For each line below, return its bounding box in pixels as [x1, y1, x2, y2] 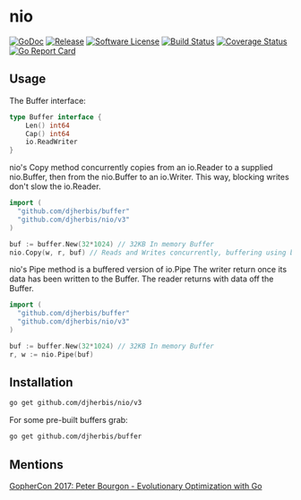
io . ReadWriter [25, 137, 78, 147]
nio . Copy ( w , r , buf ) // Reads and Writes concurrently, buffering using [9, 248, 287, 257]
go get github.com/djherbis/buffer [9, 432, 142, 441]
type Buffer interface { [9, 112, 102, 122]
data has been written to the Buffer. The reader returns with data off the [9, 273, 274, 284]
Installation [9, 375, 73, 391]
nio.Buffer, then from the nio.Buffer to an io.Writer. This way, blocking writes [9, 172, 289, 183]
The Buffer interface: [9, 95, 87, 106]
